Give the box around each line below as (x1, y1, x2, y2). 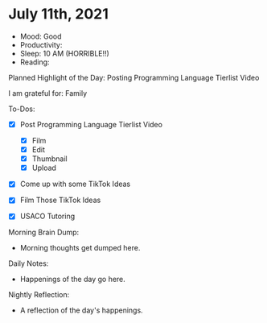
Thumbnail (31, 154, 68, 164)
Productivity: (19, 39, 63, 49)
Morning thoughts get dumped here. (19, 243, 141, 253)
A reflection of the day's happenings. (19, 305, 143, 315)
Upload (31, 163, 56, 173)
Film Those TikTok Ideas (19, 195, 101, 205)
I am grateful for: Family (8, 88, 88, 97)
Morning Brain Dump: (8, 227, 80, 238)
